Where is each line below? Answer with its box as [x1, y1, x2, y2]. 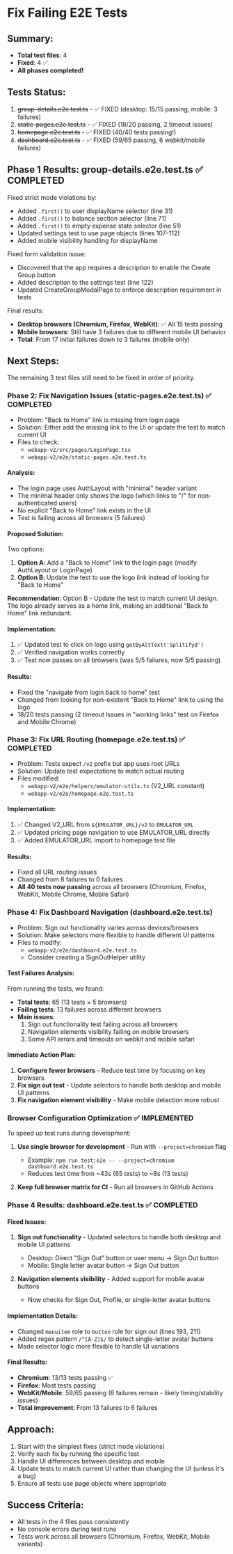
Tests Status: [7, 86, 66, 98]
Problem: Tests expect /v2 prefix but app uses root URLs [17, 759, 180, 767]
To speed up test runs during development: [7, 1129, 131, 1138]
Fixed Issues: [7, 1217, 47, 1226]
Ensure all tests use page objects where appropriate [17, 1479, 167, 1487]
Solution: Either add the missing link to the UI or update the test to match [17, 423, 226, 431]
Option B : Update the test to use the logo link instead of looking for [17, 573, 210, 582]
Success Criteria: [7, 1499, 84, 1511]
